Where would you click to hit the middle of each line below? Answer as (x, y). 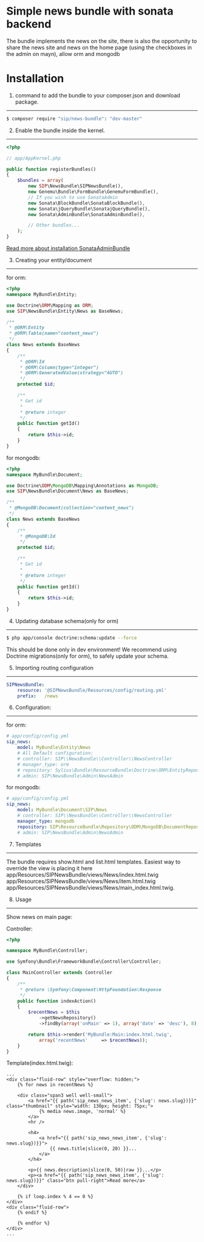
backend (29, 24)
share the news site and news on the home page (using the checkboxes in (99, 47)
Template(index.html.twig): (40, 1063)
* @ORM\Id (32, 361)
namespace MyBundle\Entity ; (42, 294)
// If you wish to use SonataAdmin (73, 197)
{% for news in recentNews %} (56, 1085)
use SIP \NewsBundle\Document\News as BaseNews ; (68, 491)
